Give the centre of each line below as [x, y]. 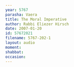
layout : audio [20, 43]
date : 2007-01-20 [24, 29]
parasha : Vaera [21, 15]
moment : [13, 47]
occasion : [16, 57]
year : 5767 [17, 10]
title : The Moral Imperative [36, 19]
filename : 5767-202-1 [28, 38]
